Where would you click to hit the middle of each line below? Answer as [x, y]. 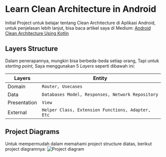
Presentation [22, 102]
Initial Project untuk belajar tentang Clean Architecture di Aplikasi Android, [80, 23]
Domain [17, 86]
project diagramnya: [25, 149]
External [17, 112]
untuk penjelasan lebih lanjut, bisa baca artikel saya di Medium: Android [78, 28]
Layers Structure [32, 49]
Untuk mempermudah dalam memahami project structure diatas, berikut [79, 144]
